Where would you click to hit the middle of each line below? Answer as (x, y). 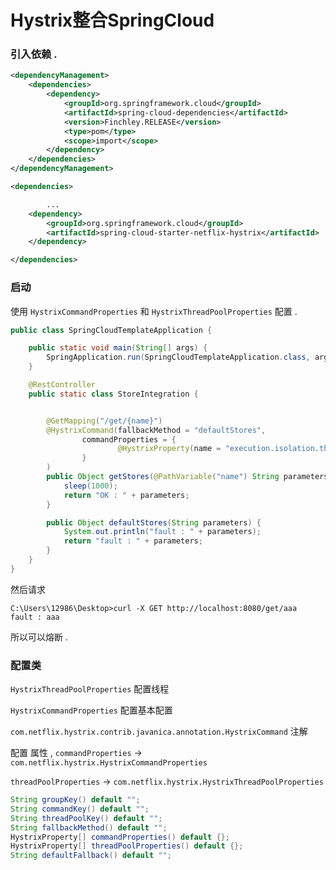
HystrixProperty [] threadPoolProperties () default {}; (127, 846)
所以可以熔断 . (39, 637)
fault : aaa (35, 617)
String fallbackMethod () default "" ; (89, 827)
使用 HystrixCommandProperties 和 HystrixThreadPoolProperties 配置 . (154, 311)
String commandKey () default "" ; (80, 809)
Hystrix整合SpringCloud (112, 20)
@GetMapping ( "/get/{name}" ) (104, 421)
